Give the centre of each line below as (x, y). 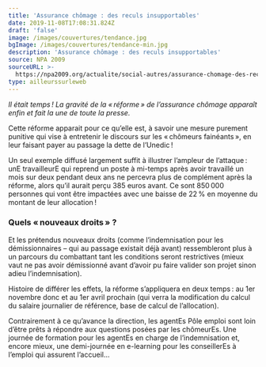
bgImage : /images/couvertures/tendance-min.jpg (88, 45)
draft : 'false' (33, 30)
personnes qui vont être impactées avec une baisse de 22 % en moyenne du (133, 194)
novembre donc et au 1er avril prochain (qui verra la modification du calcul (129, 297)
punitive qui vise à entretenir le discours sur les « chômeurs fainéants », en (130, 136)
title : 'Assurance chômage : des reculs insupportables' (104, 15)
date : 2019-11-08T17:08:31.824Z (61, 23)
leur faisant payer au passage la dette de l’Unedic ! (91, 145)
